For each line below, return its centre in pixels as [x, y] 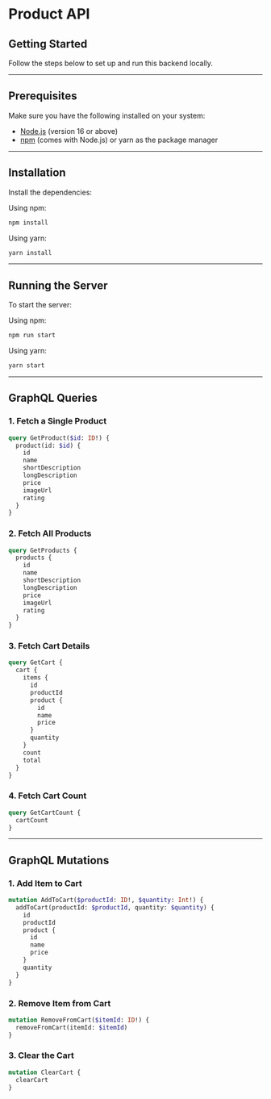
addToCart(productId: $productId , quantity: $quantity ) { [115, 907]
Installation [37, 173]
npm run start [32, 336]
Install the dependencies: [50, 192]
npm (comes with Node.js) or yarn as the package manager [119, 140]
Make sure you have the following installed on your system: [107, 115]
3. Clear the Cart [41, 1055]
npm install [28, 223]
